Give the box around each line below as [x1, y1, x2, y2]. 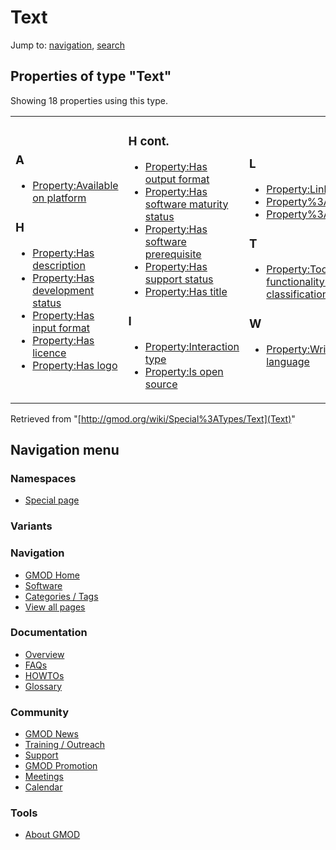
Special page [24, 494, 80, 506]
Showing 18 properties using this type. [10, 94, 168, 106]
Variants [10, 519, 53, 533]
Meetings [24, 771, 64, 783]
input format [32, 321, 90, 335]
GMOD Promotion [24, 760, 98, 772]
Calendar [24, 781, 63, 793]
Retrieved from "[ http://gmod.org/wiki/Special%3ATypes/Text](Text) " [10, 412, 296, 425]
